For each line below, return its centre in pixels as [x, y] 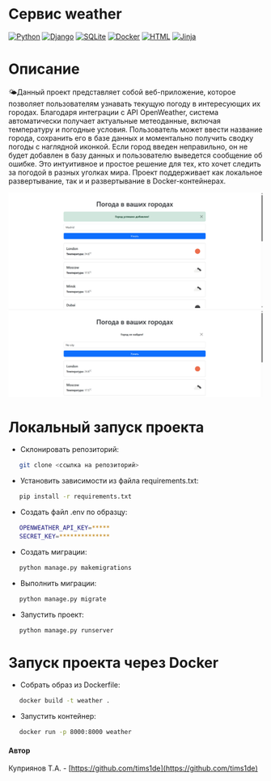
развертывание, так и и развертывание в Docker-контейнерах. [117, 181]
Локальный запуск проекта [106, 427]
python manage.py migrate [63, 599]
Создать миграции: [53, 551]
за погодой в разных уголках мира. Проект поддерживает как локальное [135, 172]
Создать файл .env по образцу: [74, 512]
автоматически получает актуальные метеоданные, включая [114, 120]
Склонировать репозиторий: [70, 450]
